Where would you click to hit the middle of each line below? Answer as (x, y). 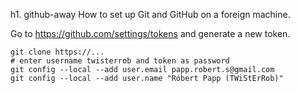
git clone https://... (57, 52)
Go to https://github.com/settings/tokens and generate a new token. (150, 33)
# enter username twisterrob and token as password (120, 61)
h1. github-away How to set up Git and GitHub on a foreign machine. (150, 14)
